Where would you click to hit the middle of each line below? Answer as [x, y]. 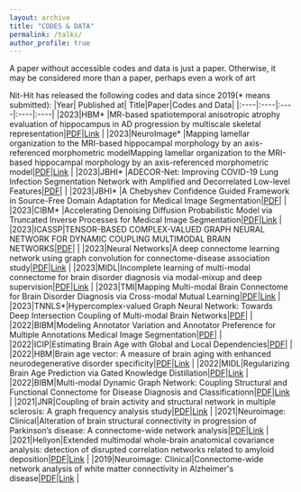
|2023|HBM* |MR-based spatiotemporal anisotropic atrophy [169, 114]
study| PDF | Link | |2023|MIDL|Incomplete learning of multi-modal [130, 268]
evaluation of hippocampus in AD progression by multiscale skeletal [135, 124]
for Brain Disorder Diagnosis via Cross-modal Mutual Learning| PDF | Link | [145, 296]
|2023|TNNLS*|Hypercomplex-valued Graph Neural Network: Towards [141, 306]
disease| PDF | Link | [44, 478]
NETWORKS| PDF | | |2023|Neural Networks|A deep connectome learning [145, 249]
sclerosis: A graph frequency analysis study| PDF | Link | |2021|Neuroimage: [148, 412]
